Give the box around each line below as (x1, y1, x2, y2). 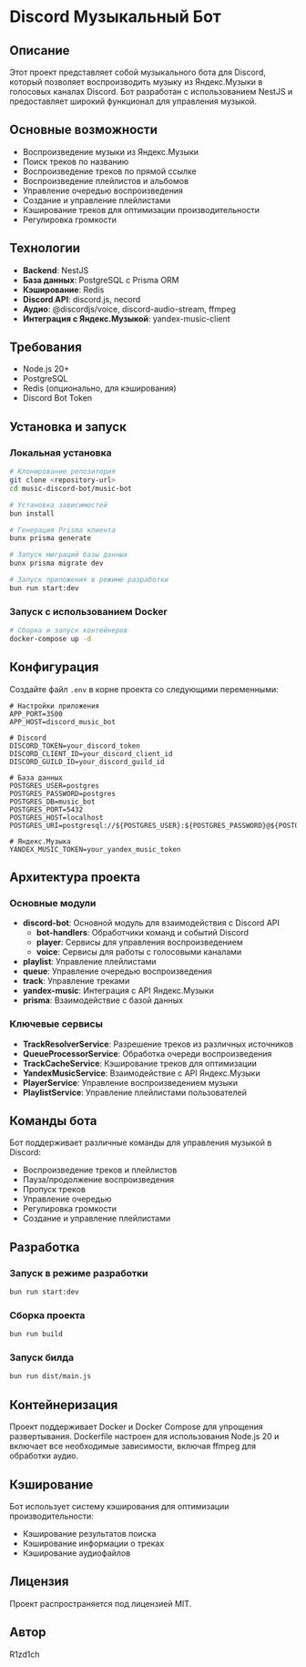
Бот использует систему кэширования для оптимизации (9, 1500, 229, 1511)
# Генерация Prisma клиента (9, 526, 117, 535)
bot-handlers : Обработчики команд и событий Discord (36, 927, 249, 938)
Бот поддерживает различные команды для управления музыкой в (9, 1137, 272, 1149)
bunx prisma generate (9, 534, 92, 543)
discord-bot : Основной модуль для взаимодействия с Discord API (22, 917, 280, 928)
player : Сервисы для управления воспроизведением (36, 936, 243, 948)
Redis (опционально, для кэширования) (22, 383, 177, 394)
